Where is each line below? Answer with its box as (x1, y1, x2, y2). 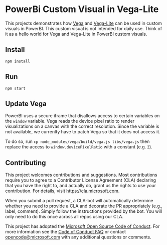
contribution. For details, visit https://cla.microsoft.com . (5, 188, 120, 194)
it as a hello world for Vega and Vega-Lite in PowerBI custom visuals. (5, 31, 147, 37)
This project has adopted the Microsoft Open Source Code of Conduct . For (5, 223, 160, 229)
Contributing (5, 158, 46, 167)
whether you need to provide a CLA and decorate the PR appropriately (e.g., (5, 203, 163, 209)
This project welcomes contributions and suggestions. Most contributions (5, 172, 157, 178)
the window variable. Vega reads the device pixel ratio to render (5, 118, 135, 124)
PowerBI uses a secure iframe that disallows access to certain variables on (5, 113, 160, 119)
